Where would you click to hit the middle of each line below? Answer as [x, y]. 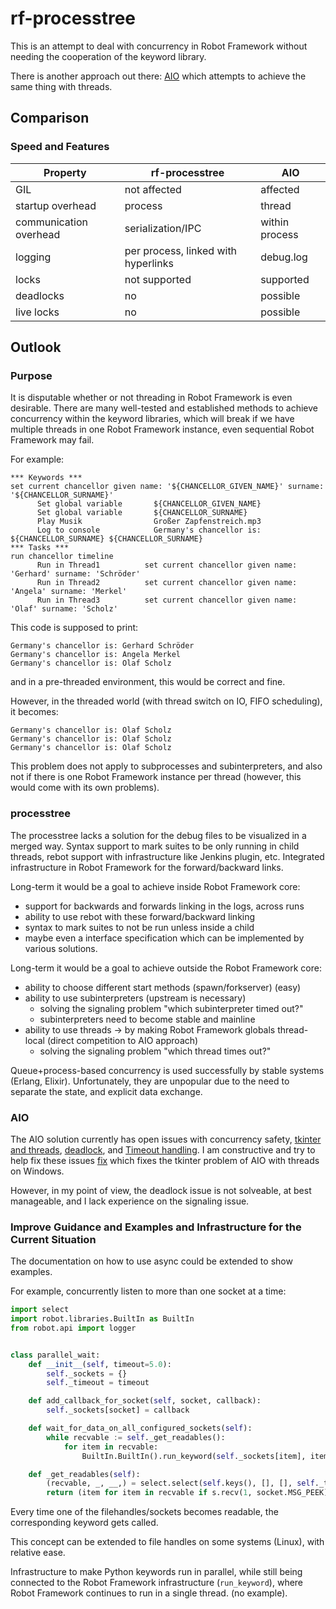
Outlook [36, 347]
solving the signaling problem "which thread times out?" [155, 1051]
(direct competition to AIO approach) [122, 1040]
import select [40, 1310]
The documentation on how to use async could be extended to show [151, 1261]
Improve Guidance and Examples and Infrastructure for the [156, 1227]
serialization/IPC [163, 228]
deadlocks [40, 295]
